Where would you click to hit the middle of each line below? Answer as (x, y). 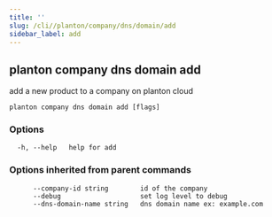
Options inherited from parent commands (101, 170)
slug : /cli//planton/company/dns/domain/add (93, 26)
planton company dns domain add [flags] (85, 107)
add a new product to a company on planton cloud (101, 91)
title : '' (27, 17)
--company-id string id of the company (120, 188)
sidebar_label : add (45, 34)
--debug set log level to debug (130, 196)
